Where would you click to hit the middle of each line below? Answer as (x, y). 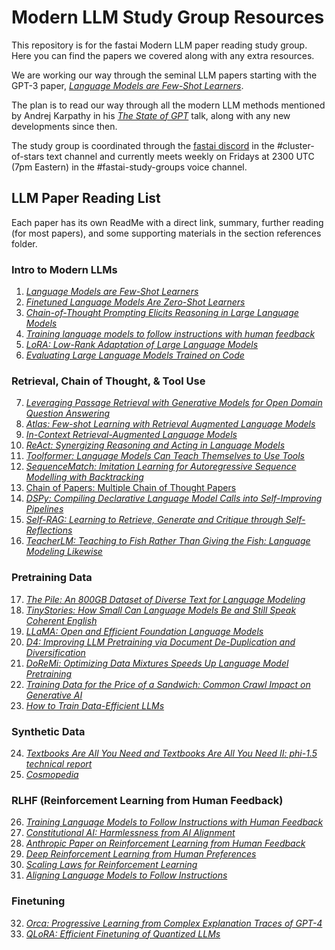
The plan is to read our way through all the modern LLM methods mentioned (168, 105)
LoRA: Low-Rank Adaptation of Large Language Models (142, 345)
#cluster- (295, 145)
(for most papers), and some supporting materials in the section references (166, 233)
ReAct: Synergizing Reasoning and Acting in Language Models (155, 445)
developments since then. (64, 126)
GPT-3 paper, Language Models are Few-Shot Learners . (127, 85)
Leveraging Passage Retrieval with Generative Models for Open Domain (174, 403)
